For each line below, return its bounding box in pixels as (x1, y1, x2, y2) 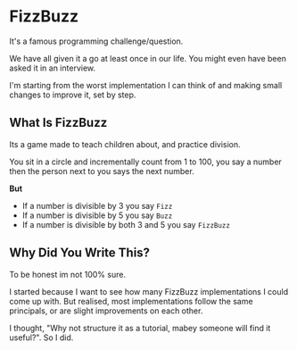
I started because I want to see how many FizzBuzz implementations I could (9, 286, 288, 296)
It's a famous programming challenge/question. (9, 36, 184, 46)
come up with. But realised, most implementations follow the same (9, 296, 253, 306)
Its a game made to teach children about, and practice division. (9, 138, 241, 149)
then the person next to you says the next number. (9, 165, 194, 176)
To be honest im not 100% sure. (9, 269, 127, 279)
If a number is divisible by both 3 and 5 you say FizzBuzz (21, 219, 230, 229)
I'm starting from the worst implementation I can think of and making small (9, 79, 283, 90)
